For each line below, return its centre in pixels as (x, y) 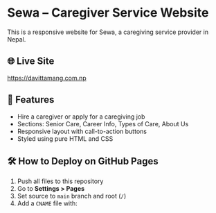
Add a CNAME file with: (47, 203)
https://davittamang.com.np (47, 78)
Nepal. (17, 39)
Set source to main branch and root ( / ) (72, 196)
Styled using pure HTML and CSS (65, 138)
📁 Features (31, 100)
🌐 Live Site (31, 61)
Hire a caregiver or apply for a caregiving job (81, 117)
